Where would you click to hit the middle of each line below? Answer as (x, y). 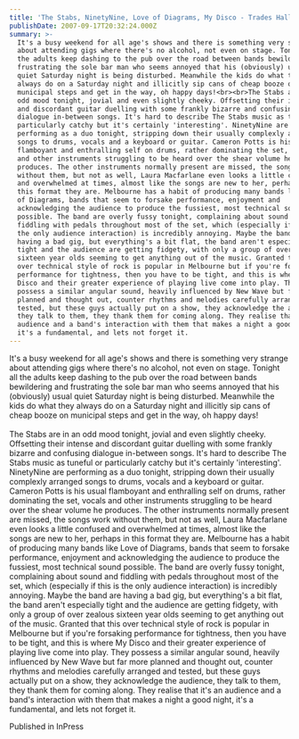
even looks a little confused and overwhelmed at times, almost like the (138, 528)
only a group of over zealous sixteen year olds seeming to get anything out (147, 614)
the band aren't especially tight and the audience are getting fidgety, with (144, 604)
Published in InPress (47, 726)
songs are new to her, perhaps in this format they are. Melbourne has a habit (149, 538)
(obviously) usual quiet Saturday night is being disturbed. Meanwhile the (142, 396)
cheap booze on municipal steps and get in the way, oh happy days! (134, 415)
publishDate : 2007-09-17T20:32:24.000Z (83, 26)
